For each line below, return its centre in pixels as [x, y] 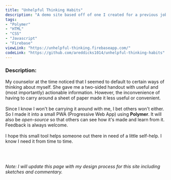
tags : [11, 19]
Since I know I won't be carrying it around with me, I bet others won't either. [85, 109]
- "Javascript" [21, 39]
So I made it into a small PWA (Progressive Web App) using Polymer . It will [83, 114]
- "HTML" [15, 29]
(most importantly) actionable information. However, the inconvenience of [83, 92]
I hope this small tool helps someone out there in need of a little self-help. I [83, 136]
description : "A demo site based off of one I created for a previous [82, 15]
